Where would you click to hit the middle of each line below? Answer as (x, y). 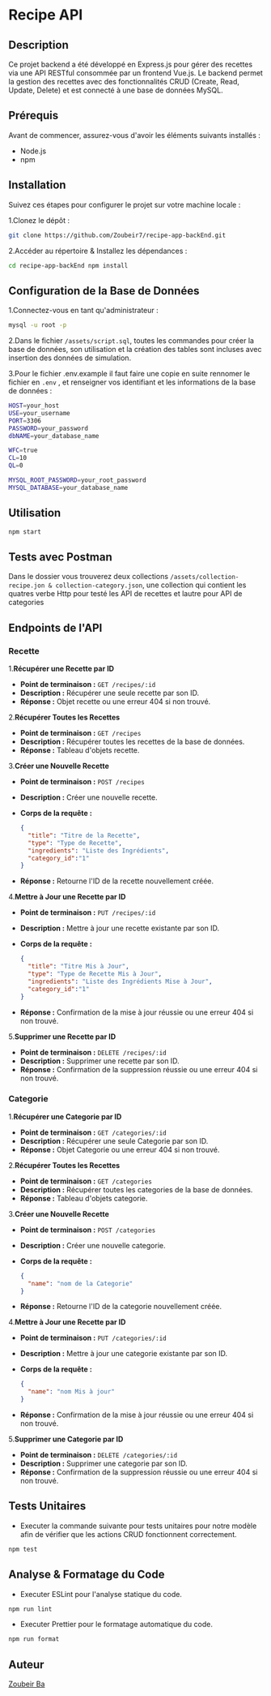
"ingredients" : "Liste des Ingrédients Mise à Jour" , (120, 981)
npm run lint (30, 1609)
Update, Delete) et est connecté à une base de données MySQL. (116, 90)
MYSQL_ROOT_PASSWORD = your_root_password (78, 480)
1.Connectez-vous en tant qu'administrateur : (84, 311)
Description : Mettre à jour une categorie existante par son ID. (124, 1354)
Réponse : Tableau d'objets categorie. (84, 1198)
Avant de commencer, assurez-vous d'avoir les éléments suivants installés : (135, 135)
